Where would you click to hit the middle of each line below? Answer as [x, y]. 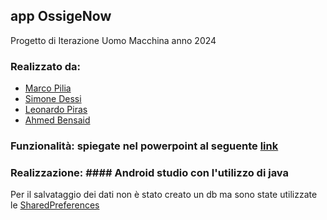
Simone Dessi [53, 99]
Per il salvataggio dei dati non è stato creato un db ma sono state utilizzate [164, 195]
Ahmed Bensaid [57, 120]
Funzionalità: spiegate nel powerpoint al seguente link [144, 146]
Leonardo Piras [56, 110]
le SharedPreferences [55, 205]
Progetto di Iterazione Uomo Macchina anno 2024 [113, 40]
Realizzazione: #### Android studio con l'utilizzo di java [150, 172]
